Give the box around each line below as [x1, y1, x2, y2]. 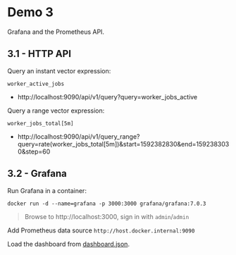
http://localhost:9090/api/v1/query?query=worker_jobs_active [17, 92, 198, 101]
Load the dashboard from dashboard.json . [7, 240, 130, 248]
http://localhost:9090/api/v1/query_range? [17, 132, 140, 141]
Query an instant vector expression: [7, 66, 111, 75]
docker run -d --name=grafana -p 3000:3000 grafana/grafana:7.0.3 [7, 200, 206, 207]
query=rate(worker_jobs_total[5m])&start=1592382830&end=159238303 [17, 139, 230, 148]
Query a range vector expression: [7, 106, 105, 115]
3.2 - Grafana [7, 168, 67, 180]
